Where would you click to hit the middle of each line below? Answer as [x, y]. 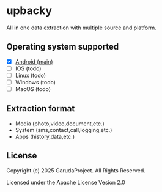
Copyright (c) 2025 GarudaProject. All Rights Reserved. [76, 170]
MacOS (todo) [33, 89]
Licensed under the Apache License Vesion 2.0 [66, 182]
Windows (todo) [35, 82]
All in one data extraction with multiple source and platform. [82, 28]
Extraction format [41, 109]
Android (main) [34, 61]
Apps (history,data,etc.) [45, 136]
